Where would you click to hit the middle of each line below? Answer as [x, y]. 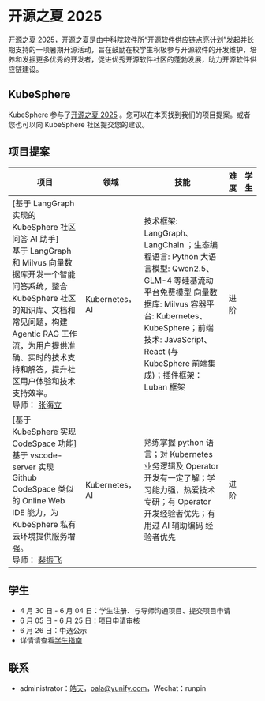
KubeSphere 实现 [44, 432]
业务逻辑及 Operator [181, 465]
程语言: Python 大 [176, 256]
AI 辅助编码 [182, 525]
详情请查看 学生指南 [51, 640]
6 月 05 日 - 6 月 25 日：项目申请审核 [80, 620]
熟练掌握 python [174, 442]
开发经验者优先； [175, 513]
